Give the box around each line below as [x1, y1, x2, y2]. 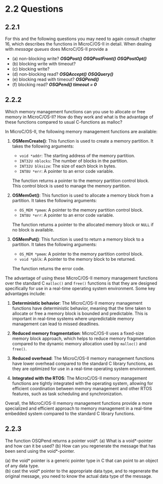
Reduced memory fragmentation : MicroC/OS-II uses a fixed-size [12, 330, 144, 336]
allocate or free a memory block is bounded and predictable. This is [12, 310, 148, 316]
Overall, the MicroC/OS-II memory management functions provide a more [5, 400, 152, 406]
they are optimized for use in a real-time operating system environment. [12, 365, 157, 372]
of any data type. [5, 463, 39, 468]
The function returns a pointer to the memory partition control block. [12, 177, 149, 184]
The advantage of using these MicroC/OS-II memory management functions [5, 275, 158, 281]
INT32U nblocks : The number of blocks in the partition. [19, 158, 128, 164]
